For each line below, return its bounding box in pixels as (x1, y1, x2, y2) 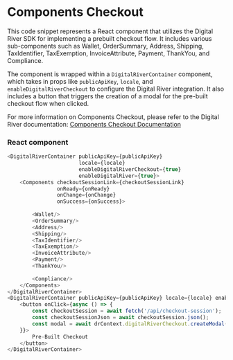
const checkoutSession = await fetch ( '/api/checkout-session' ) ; (32, 307, 222, 315)
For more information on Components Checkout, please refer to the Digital (7, 112, 220, 121)
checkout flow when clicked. (7, 99, 89, 107)
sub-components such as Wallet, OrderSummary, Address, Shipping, (7, 42, 205, 50)
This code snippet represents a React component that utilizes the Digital (7, 27, 214, 35)
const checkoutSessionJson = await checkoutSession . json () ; (32, 314, 209, 321)
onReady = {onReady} (56, 185, 110, 192)
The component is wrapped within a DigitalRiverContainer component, (7, 70, 213, 78)
